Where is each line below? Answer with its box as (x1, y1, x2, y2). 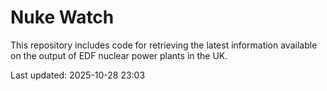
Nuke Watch (10, 6, 115, 29)
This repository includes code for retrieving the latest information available (10, 39, 318, 51)
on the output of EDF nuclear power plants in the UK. (10, 49, 228, 61)
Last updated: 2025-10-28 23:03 (10, 69, 146, 81)
